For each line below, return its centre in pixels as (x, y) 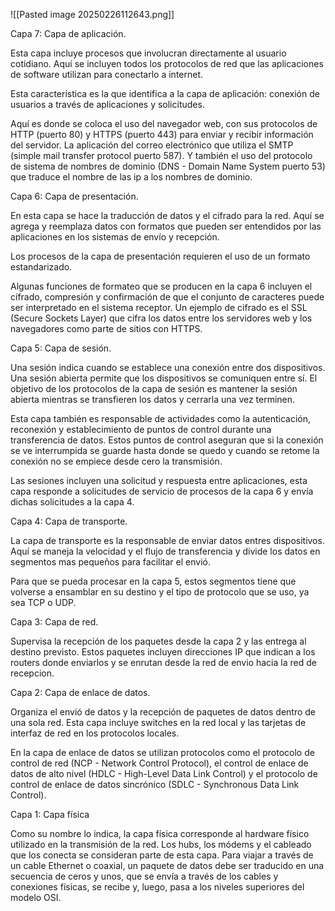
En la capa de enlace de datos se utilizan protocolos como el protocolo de (162, 752)
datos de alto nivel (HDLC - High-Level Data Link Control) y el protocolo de (164, 773)
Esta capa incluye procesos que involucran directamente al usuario (148, 53)
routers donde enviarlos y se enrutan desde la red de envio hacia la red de (163, 662)
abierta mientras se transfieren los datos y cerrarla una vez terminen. (153, 399)
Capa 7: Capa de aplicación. (68, 33)
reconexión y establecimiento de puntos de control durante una (141, 429)
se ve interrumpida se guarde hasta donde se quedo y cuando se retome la (165, 450)
